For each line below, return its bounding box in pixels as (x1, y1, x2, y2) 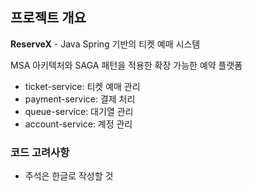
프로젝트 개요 (10, 9, 87, 27)
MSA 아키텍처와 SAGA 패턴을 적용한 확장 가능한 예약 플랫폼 (10, 59, 243, 71)
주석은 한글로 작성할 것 (24, 170, 114, 182)
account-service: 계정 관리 (24, 118, 133, 130)
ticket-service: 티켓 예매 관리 (24, 80, 141, 92)
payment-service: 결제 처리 (24, 93, 136, 105)
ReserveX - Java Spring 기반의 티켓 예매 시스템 (10, 38, 201, 50)
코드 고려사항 (10, 145, 70, 159)
